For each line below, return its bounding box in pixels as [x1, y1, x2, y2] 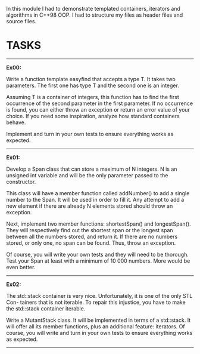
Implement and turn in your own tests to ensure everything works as [6, 130, 174, 137]
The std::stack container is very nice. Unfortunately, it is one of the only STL [6, 292, 193, 299]
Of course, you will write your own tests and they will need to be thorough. [6, 251, 189, 258]
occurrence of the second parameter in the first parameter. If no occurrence [6, 100, 193, 107]
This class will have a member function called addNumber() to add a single [6, 189, 190, 196]
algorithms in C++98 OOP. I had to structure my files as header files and [6, 11, 183, 19]
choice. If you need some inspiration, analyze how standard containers [6, 112, 180, 119]
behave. [6, 119, 26, 126]
